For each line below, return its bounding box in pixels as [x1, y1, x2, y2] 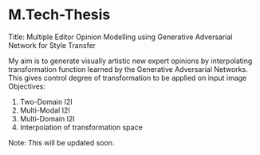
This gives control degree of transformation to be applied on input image [8, 73, 247, 82]
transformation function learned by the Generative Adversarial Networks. [8, 64, 249, 74]
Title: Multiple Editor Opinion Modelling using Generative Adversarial [8, 32, 233, 42]
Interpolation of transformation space [19, 122, 144, 132]
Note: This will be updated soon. [8, 137, 115, 147]
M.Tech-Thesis [8, 6, 111, 24]
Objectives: [8, 81, 45, 91]
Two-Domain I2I [19, 97, 73, 106]
